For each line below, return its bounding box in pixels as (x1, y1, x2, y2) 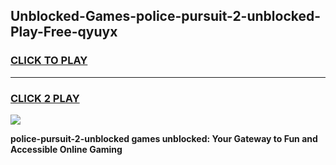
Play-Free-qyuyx (10, 24, 118, 41)
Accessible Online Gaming (10, 143, 123, 155)
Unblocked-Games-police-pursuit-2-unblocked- (10, 8, 322, 25)
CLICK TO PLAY (10, 54, 88, 68)
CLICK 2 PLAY (10, 91, 80, 105)
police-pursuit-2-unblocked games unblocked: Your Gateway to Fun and (10, 132, 318, 144)
